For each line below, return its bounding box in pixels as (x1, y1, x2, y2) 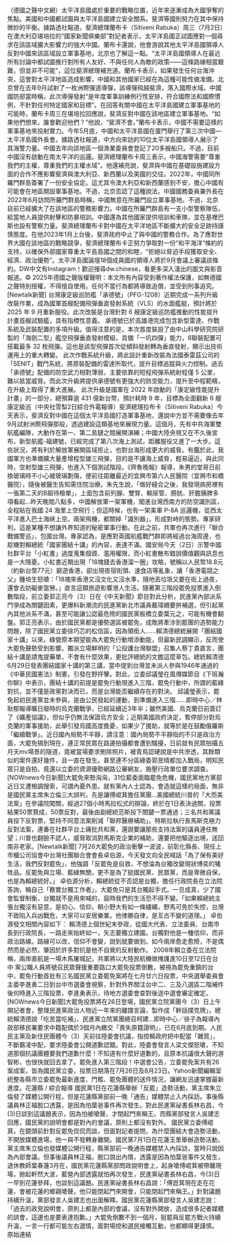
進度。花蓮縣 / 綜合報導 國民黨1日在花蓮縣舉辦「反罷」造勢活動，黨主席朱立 (7, 1084, 222, 1092)
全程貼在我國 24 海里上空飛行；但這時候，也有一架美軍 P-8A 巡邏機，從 (7, 506, 211, 514)
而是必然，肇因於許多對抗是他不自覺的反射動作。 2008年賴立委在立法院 (12, 946, 217, 954)
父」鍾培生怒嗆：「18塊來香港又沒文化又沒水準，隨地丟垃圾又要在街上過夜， (7, 575, 221, 583)
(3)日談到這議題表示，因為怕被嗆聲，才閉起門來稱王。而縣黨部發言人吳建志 (7, 1110, 220, 1117)
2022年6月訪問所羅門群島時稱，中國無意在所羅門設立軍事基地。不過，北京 (7, 196, 219, 203)
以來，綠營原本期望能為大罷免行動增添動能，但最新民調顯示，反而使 (30, 635, 224, 644)
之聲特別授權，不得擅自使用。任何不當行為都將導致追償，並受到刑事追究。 (7, 282, 218, 290)
